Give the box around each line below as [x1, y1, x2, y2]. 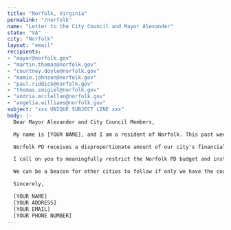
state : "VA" [7, 29, 41, 36]
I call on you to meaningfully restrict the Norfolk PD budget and [13, 156, 211, 163]
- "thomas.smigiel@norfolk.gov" [7, 87, 100, 93]
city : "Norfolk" [7, 36, 54, 43]
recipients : [7, 49, 41, 56]
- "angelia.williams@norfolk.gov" [7, 100, 107, 106]
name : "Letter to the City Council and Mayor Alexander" [7, 23, 174, 30]
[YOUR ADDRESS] [13, 199, 57, 206]
